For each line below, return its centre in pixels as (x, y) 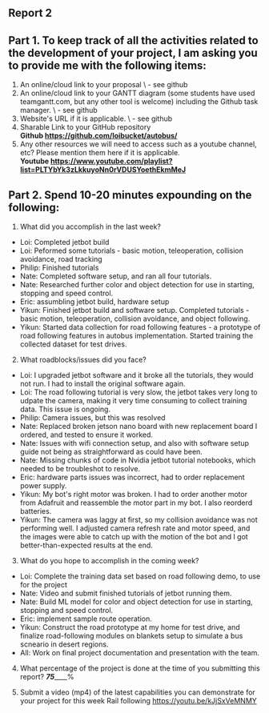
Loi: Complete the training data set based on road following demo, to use (140, 576)
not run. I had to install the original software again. (102, 384)
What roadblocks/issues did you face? (83, 360)
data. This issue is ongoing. (65, 409)
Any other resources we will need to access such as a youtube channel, (139, 144)
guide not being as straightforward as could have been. (111, 452)
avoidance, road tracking (61, 259)
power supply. (43, 486)
